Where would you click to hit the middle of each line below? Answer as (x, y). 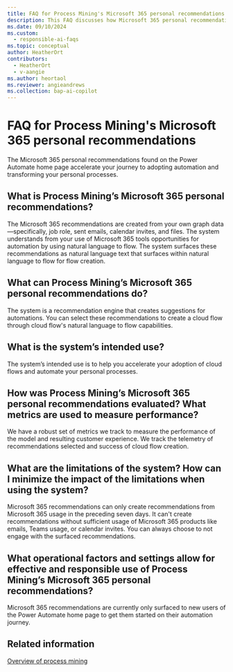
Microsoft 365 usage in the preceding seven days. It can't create (100, 514)
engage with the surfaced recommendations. (71, 536)
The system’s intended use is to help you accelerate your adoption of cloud (114, 364)
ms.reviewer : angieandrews (46, 85)
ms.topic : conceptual (38, 46)
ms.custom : (23, 33)
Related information (51, 644)
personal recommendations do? (77, 294)
